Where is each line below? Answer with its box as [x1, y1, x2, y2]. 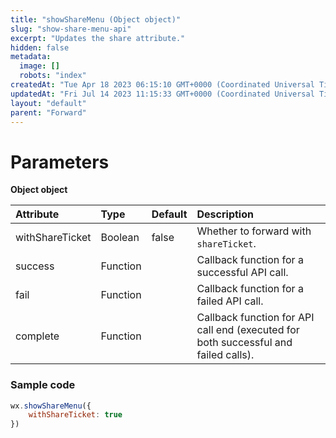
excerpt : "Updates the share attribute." [10, 33, 186, 43]
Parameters [10, 151, 110, 173]
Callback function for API [196, 311, 315, 325]
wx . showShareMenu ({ [10, 401, 92, 411]
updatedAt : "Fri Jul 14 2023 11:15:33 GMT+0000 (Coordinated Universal [10, 89, 315, 99]
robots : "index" [19, 71, 87, 81]
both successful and [196, 336, 293, 350]
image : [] [19, 61, 60, 71]
